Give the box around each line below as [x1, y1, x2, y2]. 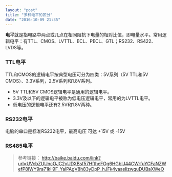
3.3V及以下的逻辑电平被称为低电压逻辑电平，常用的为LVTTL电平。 [12, 95, 153, 101]
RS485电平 [5, 142, 33, 149]
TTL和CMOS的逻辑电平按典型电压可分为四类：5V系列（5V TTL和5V [5, 71, 148, 77]
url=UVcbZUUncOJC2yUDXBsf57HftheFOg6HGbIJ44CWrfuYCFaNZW [17, 161, 166, 167]
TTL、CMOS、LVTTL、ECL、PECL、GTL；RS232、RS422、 [27, 38, 156, 44]
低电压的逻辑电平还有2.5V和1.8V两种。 [12, 101, 95, 108]
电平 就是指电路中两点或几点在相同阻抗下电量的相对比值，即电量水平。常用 [5, 32, 162, 38]
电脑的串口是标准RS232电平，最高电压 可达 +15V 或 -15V [5, 128, 125, 134]
